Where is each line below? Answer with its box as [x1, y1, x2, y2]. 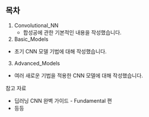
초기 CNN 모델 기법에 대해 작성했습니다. [14, 48, 107, 55]
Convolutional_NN [14, 21, 59, 29]
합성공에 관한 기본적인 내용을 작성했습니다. [23, 29, 122, 36]
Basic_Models [14, 35, 49, 43]
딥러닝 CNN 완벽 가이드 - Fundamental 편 [14, 97, 112, 104]
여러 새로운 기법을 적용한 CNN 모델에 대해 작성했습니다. [14, 72, 144, 79]
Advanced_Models [14, 59, 61, 67]
